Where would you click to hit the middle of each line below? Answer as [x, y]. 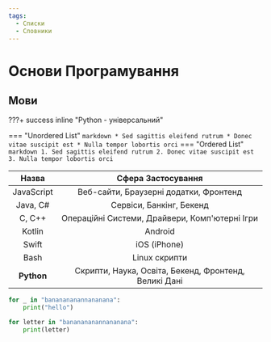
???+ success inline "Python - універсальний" [86, 120]
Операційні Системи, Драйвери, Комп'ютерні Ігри [160, 218]
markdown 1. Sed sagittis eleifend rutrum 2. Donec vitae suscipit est [131, 152]
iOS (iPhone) [160, 245]
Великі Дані [160, 281]
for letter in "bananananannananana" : [73, 323]
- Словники [34, 31]
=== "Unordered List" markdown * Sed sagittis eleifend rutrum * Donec [130, 136]
